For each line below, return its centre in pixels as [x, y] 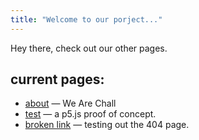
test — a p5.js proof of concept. [90, 114]
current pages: [57, 79]
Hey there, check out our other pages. [89, 48]
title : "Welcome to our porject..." [86, 19]
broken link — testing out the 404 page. [107, 125]
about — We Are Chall [70, 103]
